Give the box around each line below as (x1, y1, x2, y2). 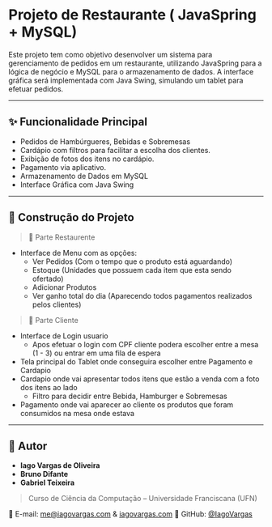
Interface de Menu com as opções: (19, 248, 138, 257)
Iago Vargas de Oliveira (19, 461, 100, 470)
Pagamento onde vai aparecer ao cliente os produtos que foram (19, 399, 234, 410)
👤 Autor (8, 439, 48, 453)
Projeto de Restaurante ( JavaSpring (8, 6, 257, 24)
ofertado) (32, 274, 64, 283)
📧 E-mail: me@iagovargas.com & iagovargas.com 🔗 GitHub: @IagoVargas (8, 509, 253, 519)
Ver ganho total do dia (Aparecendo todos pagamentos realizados (32, 291, 253, 300)
